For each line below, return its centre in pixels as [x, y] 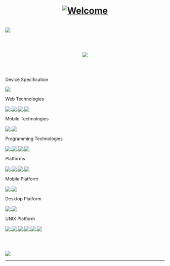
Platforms [15, 159]
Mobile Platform [22, 179]
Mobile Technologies [27, 119]
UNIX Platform [20, 218]
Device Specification [27, 79]
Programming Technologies [34, 139]
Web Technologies [25, 99]
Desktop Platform [24, 198]
